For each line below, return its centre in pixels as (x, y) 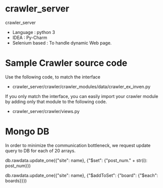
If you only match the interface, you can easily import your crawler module (82, 96)
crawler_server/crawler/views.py (46, 111)
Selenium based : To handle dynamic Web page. (62, 42)
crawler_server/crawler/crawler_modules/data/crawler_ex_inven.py (81, 86)
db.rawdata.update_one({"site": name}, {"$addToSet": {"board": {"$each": (82, 175)
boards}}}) (16, 180)
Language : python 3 (34, 32)
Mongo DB (27, 132)
